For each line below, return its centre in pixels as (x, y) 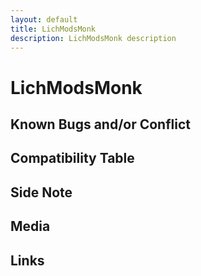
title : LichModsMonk (53, 29)
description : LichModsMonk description (93, 38)
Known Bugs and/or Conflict (100, 124)
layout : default (44, 19)
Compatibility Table (72, 158)
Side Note (41, 192)
